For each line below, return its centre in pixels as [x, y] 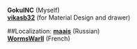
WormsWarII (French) [39, 38]
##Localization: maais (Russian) [53, 31]
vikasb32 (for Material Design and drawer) [69, 17]
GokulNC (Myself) [34, 10]
